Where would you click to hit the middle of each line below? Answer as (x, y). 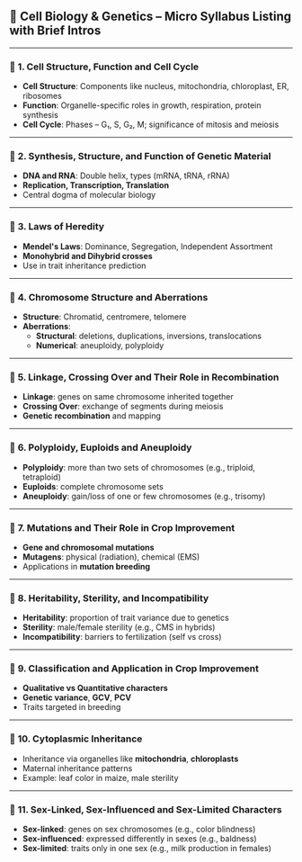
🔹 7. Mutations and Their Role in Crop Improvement (122, 527)
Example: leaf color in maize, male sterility (100, 777)
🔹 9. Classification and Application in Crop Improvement (134, 669)
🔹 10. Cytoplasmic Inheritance (76, 739)
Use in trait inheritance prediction (84, 265)
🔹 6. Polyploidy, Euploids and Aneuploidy (101, 448)
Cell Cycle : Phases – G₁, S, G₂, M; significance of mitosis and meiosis (151, 125)
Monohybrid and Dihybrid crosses (87, 256)
